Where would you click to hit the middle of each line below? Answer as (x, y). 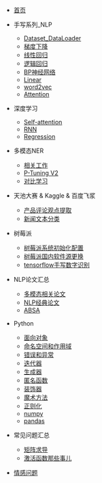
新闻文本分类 (41, 219)
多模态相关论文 (45, 294)
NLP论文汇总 (31, 279)
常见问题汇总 (31, 435)
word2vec (38, 87)
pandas (34, 421)
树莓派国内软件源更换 (53, 256)
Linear (33, 80)
